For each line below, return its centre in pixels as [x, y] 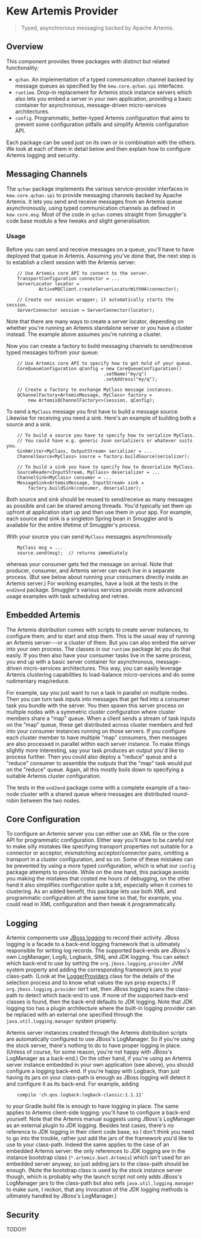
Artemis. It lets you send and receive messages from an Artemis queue [94, 201]
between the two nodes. [50, 800]
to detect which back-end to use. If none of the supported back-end [104, 996]
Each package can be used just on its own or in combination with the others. [101, 142]
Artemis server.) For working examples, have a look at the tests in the [92, 583]
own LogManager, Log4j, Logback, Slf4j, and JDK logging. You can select [98, 957]
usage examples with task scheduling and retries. [68, 596]
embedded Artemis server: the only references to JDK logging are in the [96, 1151]
